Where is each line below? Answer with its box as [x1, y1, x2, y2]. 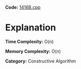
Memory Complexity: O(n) [5, 48, 61, 54]
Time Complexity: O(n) [5, 38, 54, 44]
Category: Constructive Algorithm [5, 58, 76, 64]
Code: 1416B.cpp [5, 5, 41, 10]
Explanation [5, 22, 56, 33]
